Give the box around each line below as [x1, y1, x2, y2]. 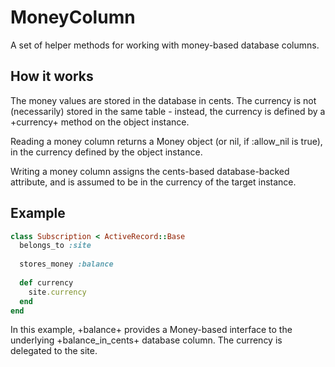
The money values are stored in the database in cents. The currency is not [10, 94, 317, 106]
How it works [10, 68, 94, 85]
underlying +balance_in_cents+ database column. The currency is [10, 334, 283, 346]
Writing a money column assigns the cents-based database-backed [10, 165, 290, 177]
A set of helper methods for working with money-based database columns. [10, 39, 320, 51]
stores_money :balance [19, 259, 114, 270]
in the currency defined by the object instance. [10, 146, 203, 158]
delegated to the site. [10, 345, 98, 357]
